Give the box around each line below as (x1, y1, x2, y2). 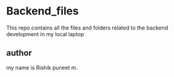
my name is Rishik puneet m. (6, 64, 78, 71)
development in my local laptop (6, 30, 85, 37)
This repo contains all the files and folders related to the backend (6, 24, 169, 31)
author (6, 48, 32, 58)
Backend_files (6, 4, 79, 18)
